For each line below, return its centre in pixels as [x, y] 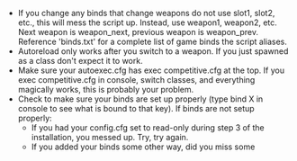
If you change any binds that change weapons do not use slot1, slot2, [146, 13]
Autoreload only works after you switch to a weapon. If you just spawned [153, 51]
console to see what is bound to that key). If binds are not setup [136, 108]
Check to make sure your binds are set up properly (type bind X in [140, 99]
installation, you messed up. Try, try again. [110, 137]
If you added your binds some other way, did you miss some [143, 147]
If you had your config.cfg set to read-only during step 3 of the [148, 128]
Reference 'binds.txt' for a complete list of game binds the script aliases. [153, 41]
